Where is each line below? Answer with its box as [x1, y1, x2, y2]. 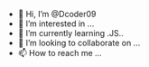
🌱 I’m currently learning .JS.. [17, 28, 124, 38]
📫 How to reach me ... [17, 48, 102, 58]
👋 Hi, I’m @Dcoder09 [17, 9, 97, 19]
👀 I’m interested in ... [17, 18, 95, 29]
